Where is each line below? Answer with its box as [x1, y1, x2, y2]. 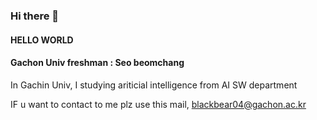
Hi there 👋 [10, 9, 60, 23]
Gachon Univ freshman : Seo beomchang [10, 57, 185, 69]
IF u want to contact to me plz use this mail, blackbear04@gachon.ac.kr [10, 98, 307, 110]
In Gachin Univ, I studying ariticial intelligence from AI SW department [10, 79, 298, 91]
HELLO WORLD [10, 34, 74, 46]
